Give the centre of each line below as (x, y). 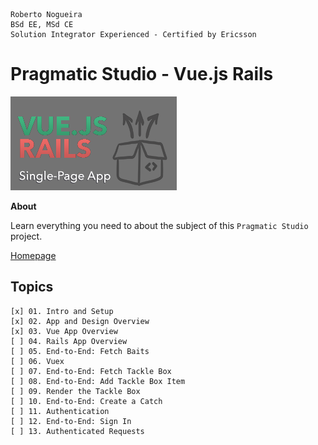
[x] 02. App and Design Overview (80, 321)
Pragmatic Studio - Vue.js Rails (142, 74)
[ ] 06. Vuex (37, 361)
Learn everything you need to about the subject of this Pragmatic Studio (159, 225)
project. (26, 236)
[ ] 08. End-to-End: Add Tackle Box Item (98, 381)
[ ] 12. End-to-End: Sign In (71, 421)
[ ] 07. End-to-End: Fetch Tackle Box (91, 371)
